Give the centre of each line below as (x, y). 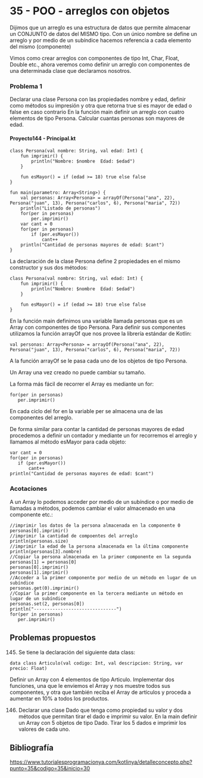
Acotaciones (29, 489)
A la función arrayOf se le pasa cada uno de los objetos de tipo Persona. (99, 361)
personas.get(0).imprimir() (45, 588)
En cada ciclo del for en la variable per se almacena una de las (86, 411)
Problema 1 (26, 86)
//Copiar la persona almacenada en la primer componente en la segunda (100, 556)
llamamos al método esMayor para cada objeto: (68, 442)
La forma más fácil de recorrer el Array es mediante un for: (82, 384)
